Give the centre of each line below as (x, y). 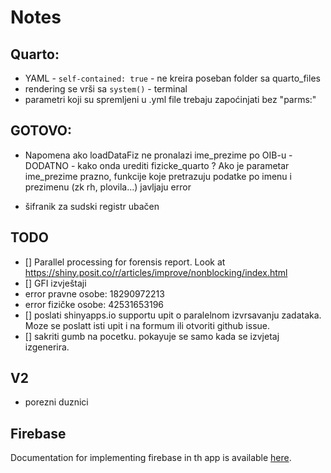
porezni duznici (56, 402)
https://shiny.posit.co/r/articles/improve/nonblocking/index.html (156, 272)
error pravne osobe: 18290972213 (94, 293)
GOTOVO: (41, 131)
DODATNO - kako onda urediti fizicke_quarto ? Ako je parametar (157, 165)
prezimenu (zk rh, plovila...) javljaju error (108, 187)
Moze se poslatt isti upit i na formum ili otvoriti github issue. (147, 325)
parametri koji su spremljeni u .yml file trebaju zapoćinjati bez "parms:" (170, 99)
